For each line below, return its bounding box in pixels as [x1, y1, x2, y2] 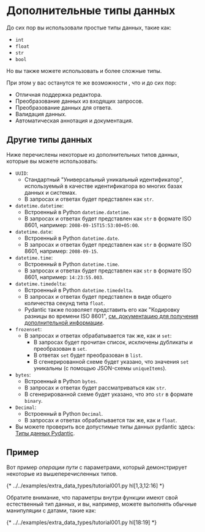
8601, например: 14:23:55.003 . [24, 273, 104, 280]
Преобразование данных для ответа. [15, 103, 113, 111]
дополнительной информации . [24, 319, 105, 326]
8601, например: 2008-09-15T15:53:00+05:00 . [24, 221, 140, 228]
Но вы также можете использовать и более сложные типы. [6, 67, 162, 74]
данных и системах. [24, 189, 77, 196]
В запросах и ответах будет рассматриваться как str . [24, 384, 166, 391]
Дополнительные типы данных [6, 4, 176, 18]
